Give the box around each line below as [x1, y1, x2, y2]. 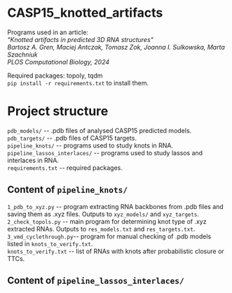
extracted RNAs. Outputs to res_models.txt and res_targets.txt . [7, 224, 196, 233]
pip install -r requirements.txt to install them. [7, 78, 149, 87]
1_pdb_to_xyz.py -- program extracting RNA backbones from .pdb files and [7, 202, 224, 210]
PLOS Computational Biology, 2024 [7, 57, 110, 66]
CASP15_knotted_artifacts [7, 5, 163, 21]
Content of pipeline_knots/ [7, 184, 128, 196]
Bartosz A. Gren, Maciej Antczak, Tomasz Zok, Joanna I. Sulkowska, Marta [7, 43, 226, 51]
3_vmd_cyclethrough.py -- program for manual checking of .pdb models [7, 232, 212, 241]
